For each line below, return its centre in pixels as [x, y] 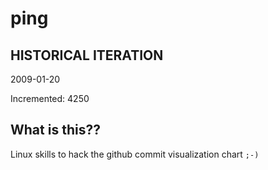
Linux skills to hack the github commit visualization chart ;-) [135, 154]
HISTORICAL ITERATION [87, 55]
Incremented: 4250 [50, 98]
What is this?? [55, 130]
